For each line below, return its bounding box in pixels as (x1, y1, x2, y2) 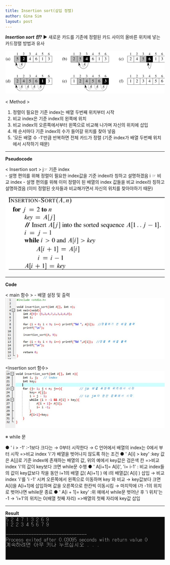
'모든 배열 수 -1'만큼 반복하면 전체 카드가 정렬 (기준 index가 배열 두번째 (12, 135, 152, 141)
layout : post (5, 19, 33, 24)
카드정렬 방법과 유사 (5, 41, 45, 47)
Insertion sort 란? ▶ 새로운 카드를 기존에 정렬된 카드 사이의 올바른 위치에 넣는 (5, 34, 161, 40)
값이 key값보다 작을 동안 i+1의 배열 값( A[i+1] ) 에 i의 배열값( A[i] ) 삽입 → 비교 (10, 470, 165, 476)
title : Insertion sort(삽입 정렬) (5, 8, 74, 13)
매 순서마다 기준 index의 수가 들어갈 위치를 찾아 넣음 (12, 128, 116, 135)
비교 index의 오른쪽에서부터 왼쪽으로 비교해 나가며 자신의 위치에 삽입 (12, 122, 148, 128)
